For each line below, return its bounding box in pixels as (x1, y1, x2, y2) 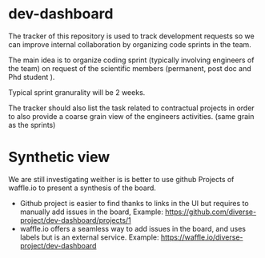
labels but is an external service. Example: (19, 232, 159, 242)
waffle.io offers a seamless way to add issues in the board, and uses (19, 224, 247, 233)
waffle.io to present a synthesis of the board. (8, 183, 156, 193)
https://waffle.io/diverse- (160, 232, 243, 242)
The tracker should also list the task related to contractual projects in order (8, 103, 255, 113)
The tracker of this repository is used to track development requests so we (8, 31, 255, 41)
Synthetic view (8, 149, 110, 166)
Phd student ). (8, 72, 55, 81)
